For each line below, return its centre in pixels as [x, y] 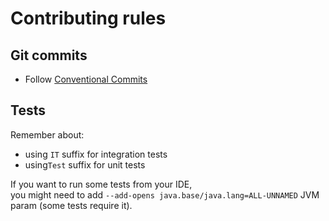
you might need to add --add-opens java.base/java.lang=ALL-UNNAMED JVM [165, 194]
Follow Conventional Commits [86, 79]
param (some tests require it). [71, 205]
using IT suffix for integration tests [96, 154]
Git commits [49, 55]
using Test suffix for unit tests [85, 164]
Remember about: [47, 134]
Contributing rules [88, 18]
